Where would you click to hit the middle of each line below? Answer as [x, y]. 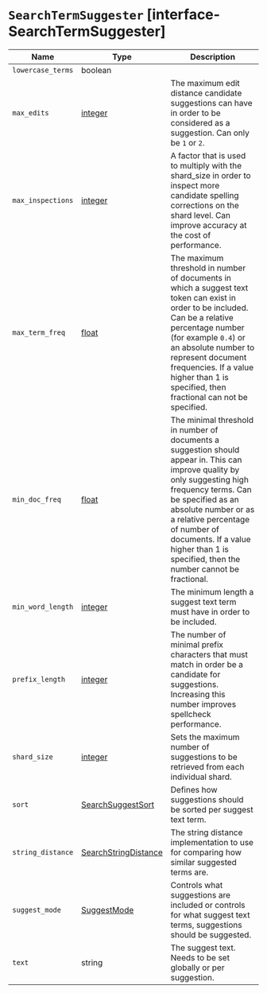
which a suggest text [209, 288]
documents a [195, 440]
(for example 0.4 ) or [208, 337]
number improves [203, 704]
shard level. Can [200, 215]
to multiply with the [206, 165]
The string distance [207, 832]
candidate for [195, 674]
